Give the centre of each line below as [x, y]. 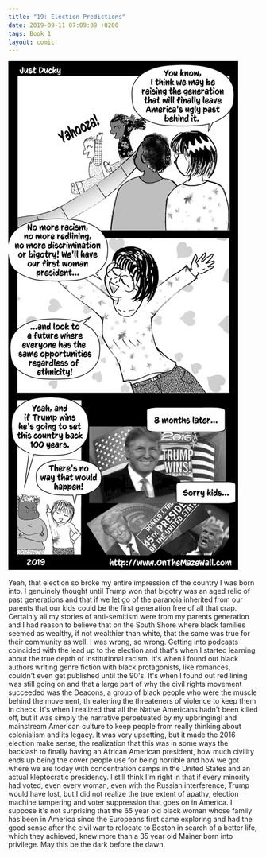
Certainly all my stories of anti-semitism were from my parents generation [129, 617]
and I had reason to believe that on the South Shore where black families [127, 625]
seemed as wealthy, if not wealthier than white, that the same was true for [129, 634]
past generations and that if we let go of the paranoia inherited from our [126, 599]
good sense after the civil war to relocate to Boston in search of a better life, [133, 828]
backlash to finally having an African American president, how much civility [131, 752]
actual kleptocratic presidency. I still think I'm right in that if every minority [129, 777]
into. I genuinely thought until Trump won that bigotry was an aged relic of [129, 591]
